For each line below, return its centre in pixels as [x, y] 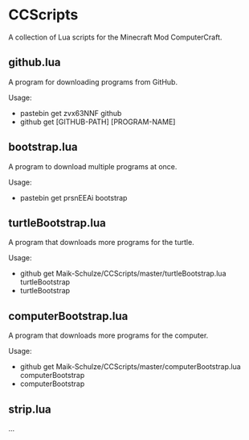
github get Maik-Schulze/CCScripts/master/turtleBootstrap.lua [123, 274]
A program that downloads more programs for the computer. [108, 335]
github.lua [35, 62]
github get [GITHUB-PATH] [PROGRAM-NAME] [98, 122]
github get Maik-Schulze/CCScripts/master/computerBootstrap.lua [130, 367]
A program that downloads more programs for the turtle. [101, 243]
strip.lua [30, 409]
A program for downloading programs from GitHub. [93, 81]
